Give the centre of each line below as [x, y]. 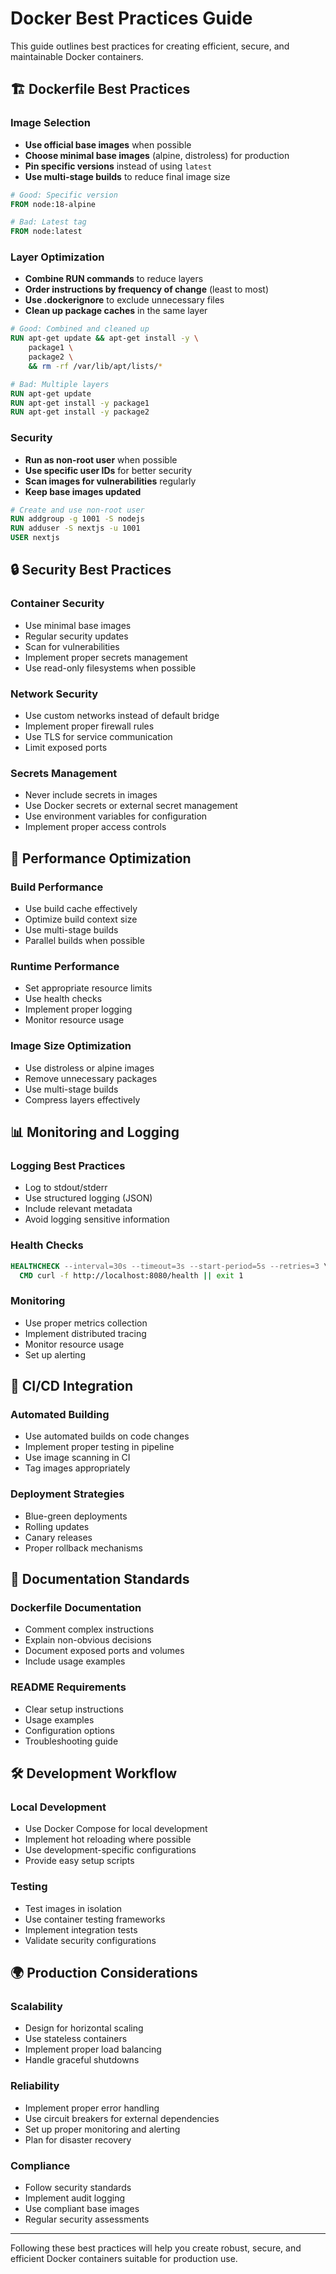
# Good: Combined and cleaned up [80, 329]
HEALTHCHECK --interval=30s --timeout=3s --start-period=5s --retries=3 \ [169, 1266]
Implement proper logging [78, 1009]
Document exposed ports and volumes [104, 1651]
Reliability [35, 2086]
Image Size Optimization [71, 1046]
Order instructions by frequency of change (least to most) [147, 289]
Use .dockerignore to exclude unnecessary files [124, 300]
